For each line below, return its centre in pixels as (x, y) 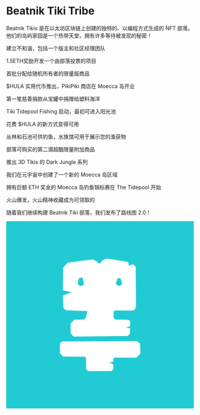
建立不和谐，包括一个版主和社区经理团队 (56, 48)
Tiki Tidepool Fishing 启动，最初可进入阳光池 (61, 111)
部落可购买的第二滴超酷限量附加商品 (51, 149)
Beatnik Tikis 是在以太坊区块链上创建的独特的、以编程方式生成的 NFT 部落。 (100, 28)
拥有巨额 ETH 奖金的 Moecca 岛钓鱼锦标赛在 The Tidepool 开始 (84, 187)
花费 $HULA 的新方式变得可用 (43, 124)
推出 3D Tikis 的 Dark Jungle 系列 (47, 162)
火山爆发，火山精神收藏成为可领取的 (51, 200)
